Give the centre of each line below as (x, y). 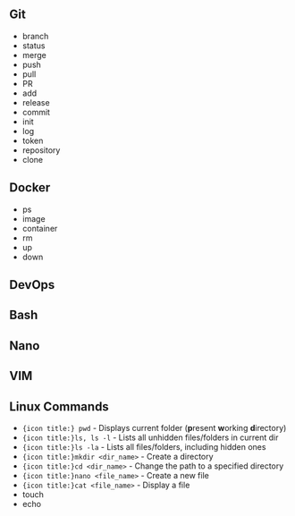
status (34, 46)
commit (36, 112)
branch (35, 36)
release (36, 102)
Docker (30, 188)
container (40, 228)
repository (41, 150)
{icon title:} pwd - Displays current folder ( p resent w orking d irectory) (154, 428)
